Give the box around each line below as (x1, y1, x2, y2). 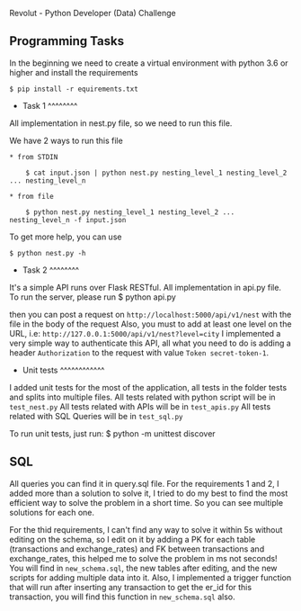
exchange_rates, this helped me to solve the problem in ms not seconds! (9, 553, 278, 563)
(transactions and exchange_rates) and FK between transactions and (9, 544, 265, 554)
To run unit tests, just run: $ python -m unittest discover (9, 427, 216, 439)
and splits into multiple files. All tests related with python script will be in (9, 391, 276, 402)
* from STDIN (9, 152, 58, 161)
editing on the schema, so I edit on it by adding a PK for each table (9, 534, 256, 544)
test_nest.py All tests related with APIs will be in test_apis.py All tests (9, 400, 271, 412)
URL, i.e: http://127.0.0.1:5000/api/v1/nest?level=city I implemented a (9, 328, 281, 338)
